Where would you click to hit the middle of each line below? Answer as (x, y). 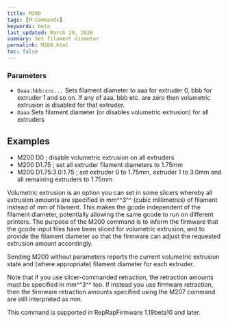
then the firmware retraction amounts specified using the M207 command (111, 292)
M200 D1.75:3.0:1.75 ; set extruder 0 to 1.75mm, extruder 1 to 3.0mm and (119, 172)
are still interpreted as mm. (45, 299)
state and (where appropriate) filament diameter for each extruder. (101, 263)
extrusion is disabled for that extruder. (71, 105)
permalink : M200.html (38, 45)
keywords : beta (29, 26)
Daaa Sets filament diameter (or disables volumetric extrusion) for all (113, 112)
